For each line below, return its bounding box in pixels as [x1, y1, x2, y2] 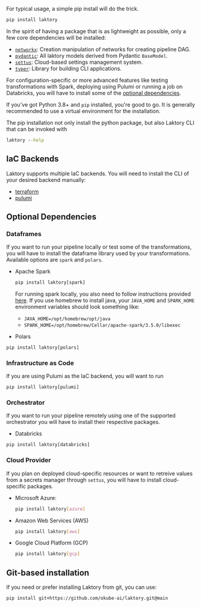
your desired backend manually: [6, 176, 86, 183]
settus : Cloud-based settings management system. [14, 58, 143, 66]
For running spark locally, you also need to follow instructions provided [14, 290, 191, 297]
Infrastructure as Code [6, 358, 74, 367]
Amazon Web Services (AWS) [14, 517, 89, 524]
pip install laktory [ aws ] [14, 528, 80, 535]
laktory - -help [6, 137, 45, 143]
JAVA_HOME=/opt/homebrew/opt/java [23, 316, 111, 322]
